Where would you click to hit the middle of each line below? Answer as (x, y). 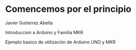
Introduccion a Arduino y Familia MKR (44, 32)
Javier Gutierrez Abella (29, 23)
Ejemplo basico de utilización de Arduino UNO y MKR (60, 42)
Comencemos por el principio (69, 9)
